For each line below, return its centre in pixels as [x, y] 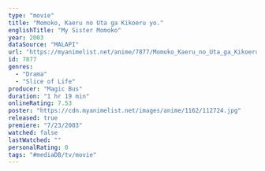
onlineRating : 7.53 [40, 103]
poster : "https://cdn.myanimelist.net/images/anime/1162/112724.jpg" [125, 111]
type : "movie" [32, 15]
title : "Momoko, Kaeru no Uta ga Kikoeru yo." [86, 23]
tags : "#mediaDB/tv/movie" [52, 154]
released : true [33, 118]
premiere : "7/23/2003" [45, 125]
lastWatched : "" [35, 140]
